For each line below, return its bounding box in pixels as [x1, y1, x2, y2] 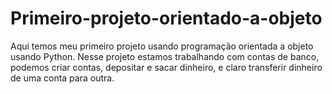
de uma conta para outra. [10, 72, 115, 84]
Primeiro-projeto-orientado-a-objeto [10, 7, 323, 30]
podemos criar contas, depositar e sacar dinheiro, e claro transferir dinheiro [10, 61, 323, 73]
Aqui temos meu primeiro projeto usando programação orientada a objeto [10, 40, 314, 52]
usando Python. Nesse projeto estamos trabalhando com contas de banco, [10, 50, 320, 62]
